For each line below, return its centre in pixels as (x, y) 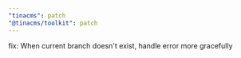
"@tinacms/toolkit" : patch (53, 23)
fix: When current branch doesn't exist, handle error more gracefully (120, 45)
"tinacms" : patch (37, 15)
